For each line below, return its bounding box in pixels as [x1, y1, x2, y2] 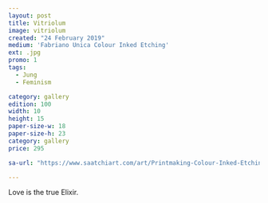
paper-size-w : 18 [8, 123, 66, 131]
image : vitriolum [8, 26, 66, 34]
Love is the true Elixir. [8, 188, 79, 197]
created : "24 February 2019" [8, 33, 105, 42]
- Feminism [15, 78, 52, 86]
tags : [8, 64, 26, 72]
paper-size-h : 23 [8, 130, 66, 138]
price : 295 [8, 144, 45, 152]
